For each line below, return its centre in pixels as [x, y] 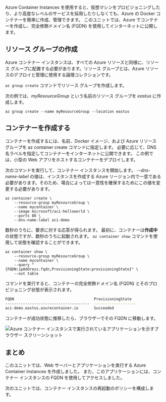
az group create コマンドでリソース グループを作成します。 [66, 85]
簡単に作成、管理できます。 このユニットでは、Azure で [84, 20]
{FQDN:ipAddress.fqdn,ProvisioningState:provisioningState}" [70, 269]
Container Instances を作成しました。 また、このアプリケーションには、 [79, 372]
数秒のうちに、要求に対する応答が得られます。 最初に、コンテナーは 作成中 [81, 230]
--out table [26, 273]
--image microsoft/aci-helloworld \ [52, 211]
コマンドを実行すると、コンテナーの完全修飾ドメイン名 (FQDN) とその [77, 283]
